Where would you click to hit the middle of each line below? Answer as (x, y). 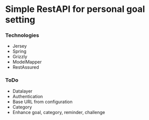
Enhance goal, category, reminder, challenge (59, 112)
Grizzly (20, 57)
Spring (19, 51)
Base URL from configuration (42, 102)
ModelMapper (27, 62)
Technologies (22, 35)
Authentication (28, 96)
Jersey (20, 46)
